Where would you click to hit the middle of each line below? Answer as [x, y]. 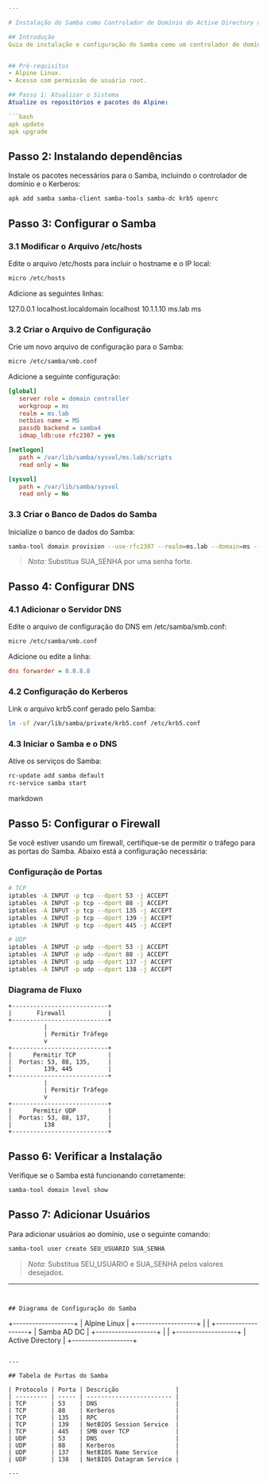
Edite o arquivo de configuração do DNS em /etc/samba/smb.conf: [118, 627]
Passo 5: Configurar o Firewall [84, 823]
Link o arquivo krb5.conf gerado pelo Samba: [82, 709]
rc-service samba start [48, 783]
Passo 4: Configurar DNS [72, 586]
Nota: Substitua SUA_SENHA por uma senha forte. [110, 562]
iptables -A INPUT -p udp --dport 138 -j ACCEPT [90, 969]
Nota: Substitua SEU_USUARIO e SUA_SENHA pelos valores [126, 1264]
